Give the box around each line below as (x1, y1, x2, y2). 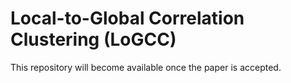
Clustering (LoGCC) (10, 28, 177, 51)
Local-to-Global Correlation (10, 7, 245, 30)
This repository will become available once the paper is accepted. (10, 61, 282, 73)
